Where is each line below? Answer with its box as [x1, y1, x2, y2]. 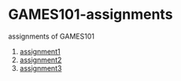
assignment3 [19, 63, 62, 72]
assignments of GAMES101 [8, 31, 94, 41]
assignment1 [19, 46, 61, 56]
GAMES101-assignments [8, 6, 173, 24]
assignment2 [19, 55, 62, 64]
